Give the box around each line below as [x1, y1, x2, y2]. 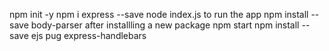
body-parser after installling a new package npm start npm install [30, 19, 300, 31]
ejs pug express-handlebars [30, 30, 147, 41]
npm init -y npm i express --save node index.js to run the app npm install [9, 9, 309, 20]
